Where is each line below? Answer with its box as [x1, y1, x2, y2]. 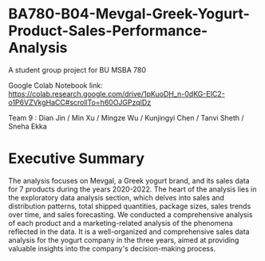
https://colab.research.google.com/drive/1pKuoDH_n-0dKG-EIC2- [8, 89, 225, 98]
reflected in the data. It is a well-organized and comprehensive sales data [8, 227, 250, 236]
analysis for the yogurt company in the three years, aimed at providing [8, 235, 239, 244]
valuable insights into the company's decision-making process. [8, 243, 216, 253]
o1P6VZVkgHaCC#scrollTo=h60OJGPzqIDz [8, 97, 152, 107]
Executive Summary [8, 149, 145, 168]
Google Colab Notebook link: [8, 81, 103, 90]
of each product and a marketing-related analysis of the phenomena [8, 218, 233, 227]
